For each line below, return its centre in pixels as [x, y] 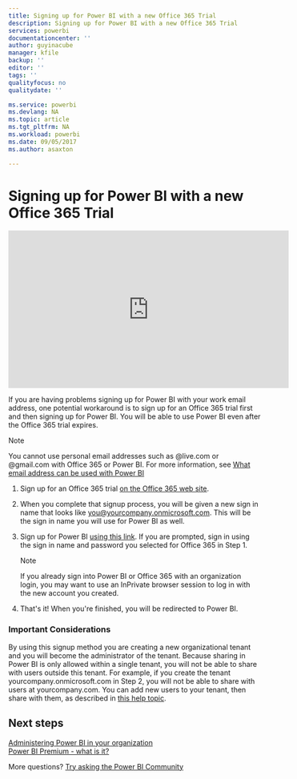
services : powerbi [39, 30]
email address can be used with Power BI [76, 473]
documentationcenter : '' [50, 38]
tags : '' [23, 75]
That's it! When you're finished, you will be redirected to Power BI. [129, 608]
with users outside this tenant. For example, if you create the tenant [119, 673]
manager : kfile [34, 53]
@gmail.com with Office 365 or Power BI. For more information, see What [129, 464]
